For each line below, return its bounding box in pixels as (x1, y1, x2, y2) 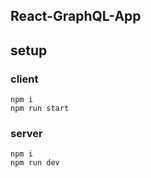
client (10, 72, 39, 86)
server (10, 127, 43, 140)
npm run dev (10, 158, 60, 168)
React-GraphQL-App (10, 8, 142, 25)
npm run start (10, 104, 70, 114)
